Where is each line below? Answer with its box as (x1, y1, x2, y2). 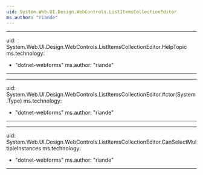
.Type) (6, 97, 22, 104)
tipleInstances (6, 144, 41, 151)
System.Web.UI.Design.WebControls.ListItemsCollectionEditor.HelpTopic (6, 43, 187, 50)
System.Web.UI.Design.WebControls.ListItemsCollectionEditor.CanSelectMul (6, 138, 197, 145)
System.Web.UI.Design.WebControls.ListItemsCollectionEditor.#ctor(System (6, 91, 196, 98)
